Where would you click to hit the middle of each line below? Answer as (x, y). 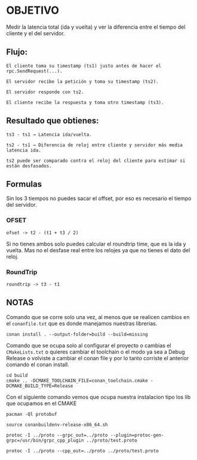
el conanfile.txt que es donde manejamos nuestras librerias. (82, 323)
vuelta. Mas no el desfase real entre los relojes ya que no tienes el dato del (98, 250)
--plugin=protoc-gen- (137, 435)
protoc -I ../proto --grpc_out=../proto (57, 435)
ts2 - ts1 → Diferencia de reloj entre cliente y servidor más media (95, 145)
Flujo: (17, 52)
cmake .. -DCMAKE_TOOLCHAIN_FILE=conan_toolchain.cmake (77, 381)
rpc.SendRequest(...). (34, 71)
